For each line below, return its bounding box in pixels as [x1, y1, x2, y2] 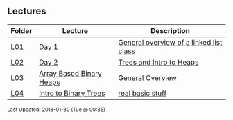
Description [150, 26, 191, 35]
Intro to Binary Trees [39, 88, 105, 98]
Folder [10, 26, 33, 35]
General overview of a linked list [118, 37, 223, 47]
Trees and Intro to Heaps [118, 57, 199, 67]
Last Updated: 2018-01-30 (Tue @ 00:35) [7, 106, 105, 113]
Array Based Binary [39, 68, 102, 78]
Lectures [7, 6, 46, 17]
